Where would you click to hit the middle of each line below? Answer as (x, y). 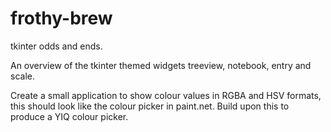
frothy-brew (61, 18)
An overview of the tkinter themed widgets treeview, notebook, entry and (161, 65)
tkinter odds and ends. (56, 46)
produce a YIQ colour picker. (69, 116)
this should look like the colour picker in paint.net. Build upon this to (150, 106)
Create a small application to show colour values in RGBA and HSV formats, (166, 95)
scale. (22, 76)
